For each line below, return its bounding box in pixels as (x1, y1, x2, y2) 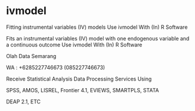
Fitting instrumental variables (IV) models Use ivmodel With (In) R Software (6, 23, 188, 31)
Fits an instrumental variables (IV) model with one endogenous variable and (6, 35, 190, 42)
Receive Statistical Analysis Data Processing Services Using (6, 75, 152, 82)
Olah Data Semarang (6, 52, 57, 59)
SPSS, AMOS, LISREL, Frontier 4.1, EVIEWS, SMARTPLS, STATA (6, 86, 159, 93)
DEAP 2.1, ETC (6, 98, 41, 105)
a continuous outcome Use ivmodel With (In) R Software (6, 41, 143, 48)
